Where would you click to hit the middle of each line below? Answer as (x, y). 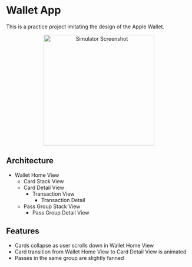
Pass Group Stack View (52, 206)
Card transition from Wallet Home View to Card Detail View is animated (100, 252)
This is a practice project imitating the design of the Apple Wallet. (85, 27)
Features (23, 231)
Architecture (30, 161)
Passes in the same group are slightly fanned (69, 258)
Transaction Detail (63, 200)
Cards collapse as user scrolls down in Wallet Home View (84, 245)
